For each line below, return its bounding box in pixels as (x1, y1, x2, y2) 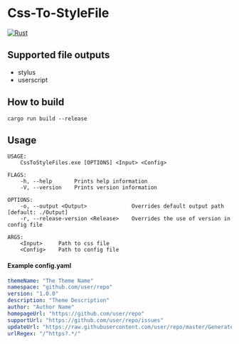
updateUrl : (7, 323, 40, 330)
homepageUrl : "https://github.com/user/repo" (7, 310, 144, 317)
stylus (17, 68, 36, 76)
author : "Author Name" (7, 303, 75, 311)
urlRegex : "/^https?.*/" (7, 330, 81, 337)
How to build (7, 96, 65, 108)
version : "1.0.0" (7, 290, 59, 298)
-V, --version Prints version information (20, 184, 158, 191)
